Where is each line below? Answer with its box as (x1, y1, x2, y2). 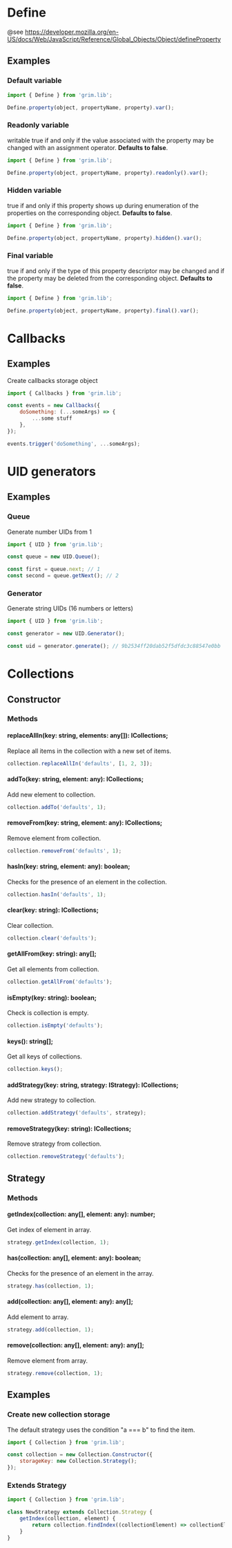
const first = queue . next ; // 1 (7, 566, 100, 573)
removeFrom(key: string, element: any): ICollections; (7, 819, 163, 827)
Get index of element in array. (7, 1225, 92, 1233)
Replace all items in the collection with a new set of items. (7, 747, 171, 755)
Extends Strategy (7, 1480, 67, 1490)
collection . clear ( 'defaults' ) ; (7, 935, 97, 942)
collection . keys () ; (7, 1066, 64, 1073)
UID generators (7, 463, 97, 479)
